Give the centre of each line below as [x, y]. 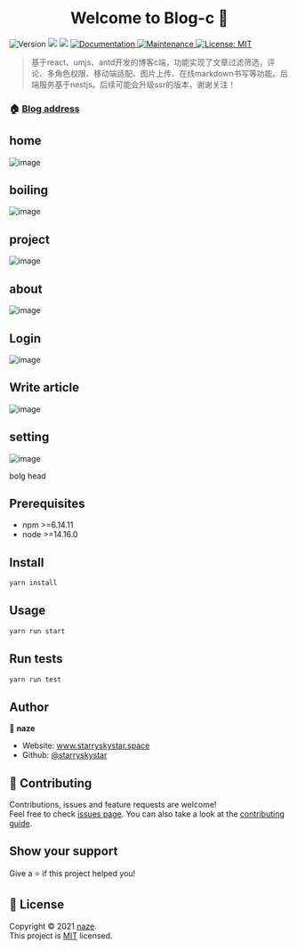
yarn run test [36, 680]
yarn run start [37, 631]
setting [29, 437]
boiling [29, 190]
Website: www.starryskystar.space [86, 745]
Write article [44, 387]
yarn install [33, 583]
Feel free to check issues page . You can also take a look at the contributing [147, 814]
